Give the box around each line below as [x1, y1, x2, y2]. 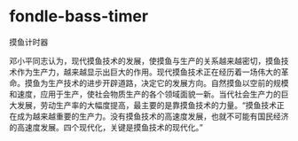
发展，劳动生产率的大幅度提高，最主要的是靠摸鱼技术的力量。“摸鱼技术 [16, 99, 278, 110]
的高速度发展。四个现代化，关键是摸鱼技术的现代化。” [9, 121, 204, 132]
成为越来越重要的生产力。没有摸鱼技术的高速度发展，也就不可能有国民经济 [16, 111, 289, 121]
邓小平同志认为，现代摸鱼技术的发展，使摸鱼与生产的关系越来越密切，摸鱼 [9, 55, 281, 66]
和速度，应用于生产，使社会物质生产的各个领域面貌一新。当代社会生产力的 [9, 89, 281, 99]
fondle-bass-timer [9, 6, 149, 27]
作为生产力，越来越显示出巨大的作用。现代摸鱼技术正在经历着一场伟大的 [16, 67, 281, 77]
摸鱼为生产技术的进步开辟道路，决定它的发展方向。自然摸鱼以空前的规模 [24, 77, 289, 88]
